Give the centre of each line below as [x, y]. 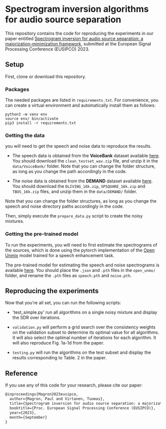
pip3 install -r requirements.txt [41, 123]
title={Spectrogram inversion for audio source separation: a [75, 404]
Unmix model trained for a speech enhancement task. [60, 255]
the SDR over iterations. [36, 318]
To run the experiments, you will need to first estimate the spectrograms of [81, 245]
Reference [21, 373]
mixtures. [15, 221]
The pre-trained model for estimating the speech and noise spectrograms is [82, 265]
